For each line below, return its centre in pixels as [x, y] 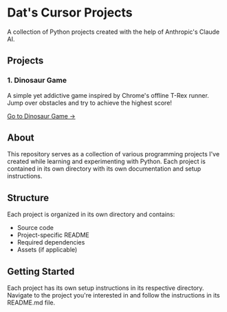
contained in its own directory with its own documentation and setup [104, 169]
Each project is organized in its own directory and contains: [91, 214]
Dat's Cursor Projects [70, 13]
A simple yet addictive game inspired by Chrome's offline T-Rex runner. [108, 95]
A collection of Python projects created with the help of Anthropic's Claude [113, 32]
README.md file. [31, 303]
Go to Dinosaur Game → [41, 116]
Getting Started [41, 271]
